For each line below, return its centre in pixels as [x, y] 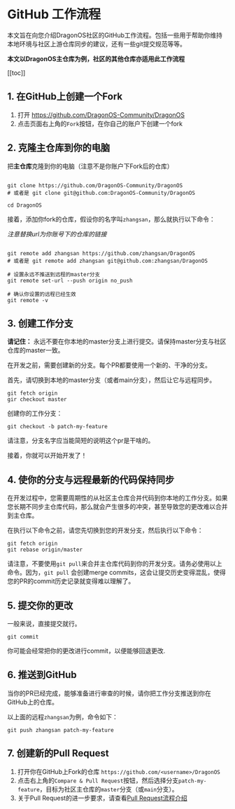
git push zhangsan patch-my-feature [60, 730]
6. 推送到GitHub [42, 675]
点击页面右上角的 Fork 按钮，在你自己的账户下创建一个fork [100, 123]
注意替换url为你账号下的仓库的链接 [57, 234]
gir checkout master [37, 400]
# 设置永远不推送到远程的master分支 [54, 274]
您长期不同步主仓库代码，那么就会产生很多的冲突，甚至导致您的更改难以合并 [117, 507]
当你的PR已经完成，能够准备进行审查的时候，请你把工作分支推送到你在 [109, 693]
